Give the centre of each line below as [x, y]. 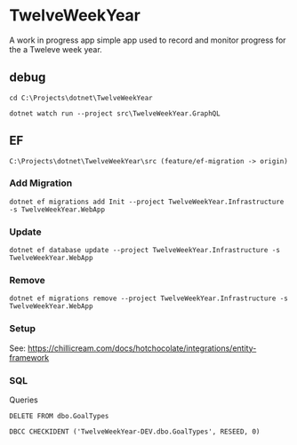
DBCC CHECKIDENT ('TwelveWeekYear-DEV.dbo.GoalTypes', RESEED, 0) [135, 432]
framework [29, 357]
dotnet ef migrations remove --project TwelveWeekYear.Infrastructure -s [149, 298]
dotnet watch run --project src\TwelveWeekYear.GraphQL [115, 113]
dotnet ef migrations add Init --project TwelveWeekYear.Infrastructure [147, 202]
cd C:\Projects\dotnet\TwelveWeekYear [81, 98]
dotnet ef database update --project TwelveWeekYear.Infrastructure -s [144, 250]
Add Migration [41, 183]
